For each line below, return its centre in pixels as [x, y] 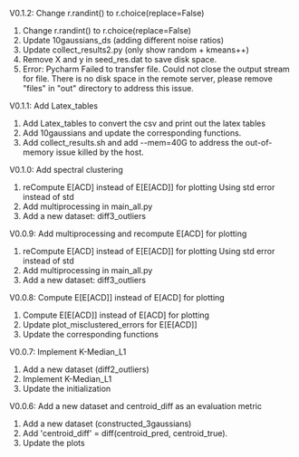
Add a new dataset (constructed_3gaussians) [107, 424]
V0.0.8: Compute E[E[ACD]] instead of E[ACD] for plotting [117, 297]
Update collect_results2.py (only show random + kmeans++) [135, 50]
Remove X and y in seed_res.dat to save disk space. [120, 59]
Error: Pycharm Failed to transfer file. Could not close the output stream [156, 69]
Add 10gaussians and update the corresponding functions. [132, 133]
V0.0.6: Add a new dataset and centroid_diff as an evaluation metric [136, 406]
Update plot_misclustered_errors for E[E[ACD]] [110, 324]
